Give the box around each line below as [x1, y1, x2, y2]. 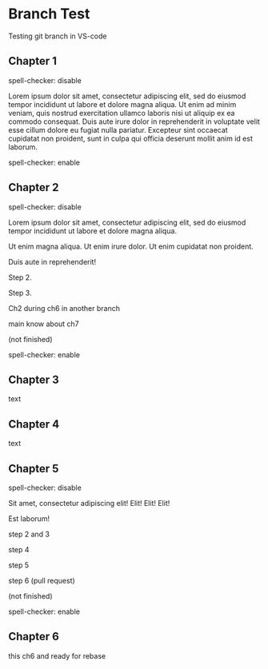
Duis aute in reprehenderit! [8, 257, 97, 266]
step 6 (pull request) [8, 576, 76, 585]
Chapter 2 [8, 181, 59, 194]
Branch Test [8, 5, 90, 23]
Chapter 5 [8, 461, 59, 476]
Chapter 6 [8, 630, 60, 643]
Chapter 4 [8, 417, 60, 431]
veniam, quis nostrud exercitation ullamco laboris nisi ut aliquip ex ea [8, 108, 235, 117]
